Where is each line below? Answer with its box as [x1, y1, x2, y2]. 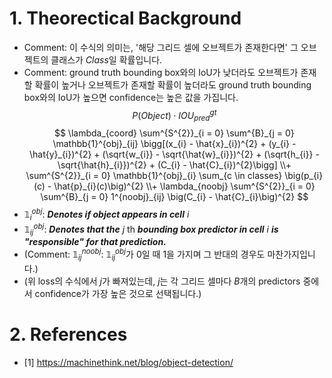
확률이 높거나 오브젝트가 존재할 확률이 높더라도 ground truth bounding [34, 78, 312, 91]
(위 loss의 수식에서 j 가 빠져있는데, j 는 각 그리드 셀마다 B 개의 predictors [23, 275, 301, 287]
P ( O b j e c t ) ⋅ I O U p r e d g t [132, 107, 217, 124]
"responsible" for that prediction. [23, 236, 167, 248]
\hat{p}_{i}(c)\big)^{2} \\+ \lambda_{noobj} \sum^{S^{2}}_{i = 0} [53, 180, 316, 192]
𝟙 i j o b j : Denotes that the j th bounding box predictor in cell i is [23, 221, 279, 237]
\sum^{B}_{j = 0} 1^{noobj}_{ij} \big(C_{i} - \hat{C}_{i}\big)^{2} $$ [40, 191, 309, 203]
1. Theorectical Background [9, 7, 242, 30]
